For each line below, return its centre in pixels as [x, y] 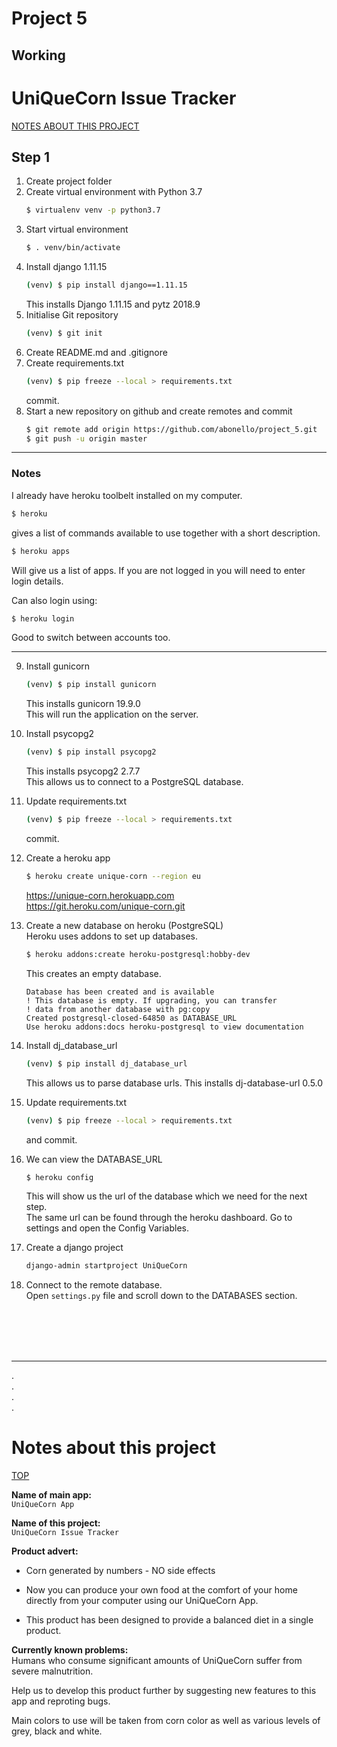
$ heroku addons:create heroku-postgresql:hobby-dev [138, 954]
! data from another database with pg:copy [118, 1009]
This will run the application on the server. [112, 714]
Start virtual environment [77, 229]
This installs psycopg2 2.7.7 [83, 771]
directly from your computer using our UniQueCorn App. [142, 1601]
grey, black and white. [57, 1731]
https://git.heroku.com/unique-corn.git [105, 906]
